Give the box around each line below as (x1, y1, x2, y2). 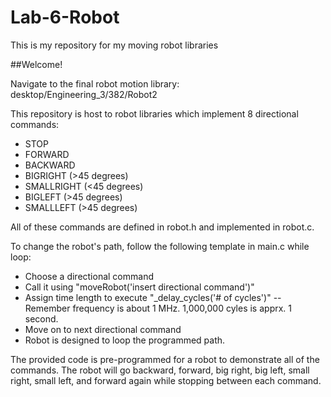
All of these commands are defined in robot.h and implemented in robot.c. (10, 221, 315, 233)
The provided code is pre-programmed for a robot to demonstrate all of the (10, 353, 320, 365)
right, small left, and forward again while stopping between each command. (10, 374, 322, 386)
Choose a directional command (24, 270, 154, 282)
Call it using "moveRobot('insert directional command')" (24, 281, 255, 293)
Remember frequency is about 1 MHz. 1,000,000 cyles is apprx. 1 (24, 302, 293, 314)
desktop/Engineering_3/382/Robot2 (10, 88, 158, 100)
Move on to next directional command (24, 323, 182, 335)
